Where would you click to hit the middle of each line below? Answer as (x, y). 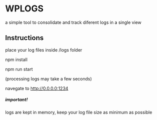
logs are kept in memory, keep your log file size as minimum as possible (79, 112)
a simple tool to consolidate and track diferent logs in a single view (73, 22)
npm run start (19, 69)
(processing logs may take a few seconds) (48, 79)
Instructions (24, 38)
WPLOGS (24, 9)
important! (17, 100)
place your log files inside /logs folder (44, 50)
